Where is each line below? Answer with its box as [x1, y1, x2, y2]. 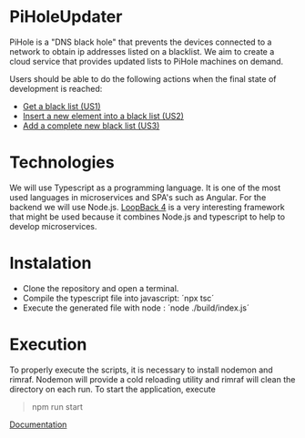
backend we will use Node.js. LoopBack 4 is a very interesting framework [9, 201, 285, 212]
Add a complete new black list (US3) [22, 120, 160, 131]
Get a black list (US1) [22, 100, 102, 111]
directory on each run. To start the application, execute [9, 383, 216, 394]
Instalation [9, 253, 92, 274]
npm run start [31, 401, 84, 412]
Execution [9, 334, 87, 354]
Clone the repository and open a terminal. [22, 282, 179, 293]
